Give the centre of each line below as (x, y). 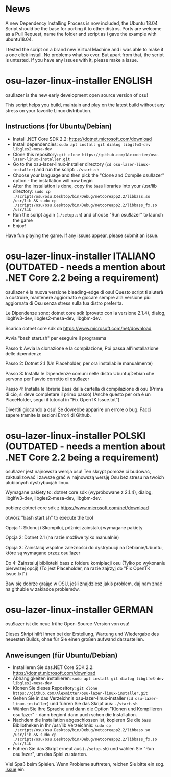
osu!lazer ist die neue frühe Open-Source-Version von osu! (67, 624)
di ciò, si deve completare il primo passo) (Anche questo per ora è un (78, 394)
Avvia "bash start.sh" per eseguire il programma (56, 338)
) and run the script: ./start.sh (66, 169)
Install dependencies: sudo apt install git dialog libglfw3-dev (81, 144)
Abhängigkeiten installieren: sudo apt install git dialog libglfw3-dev (88, 678)
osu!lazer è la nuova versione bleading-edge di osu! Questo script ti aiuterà (84, 292)
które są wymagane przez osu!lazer (43, 553)
